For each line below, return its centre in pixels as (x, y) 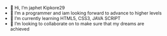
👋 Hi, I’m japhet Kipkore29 (37, 8)
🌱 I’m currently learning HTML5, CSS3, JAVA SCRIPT (65, 18)
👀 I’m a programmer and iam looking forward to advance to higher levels (86, 13)
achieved (20, 29)
